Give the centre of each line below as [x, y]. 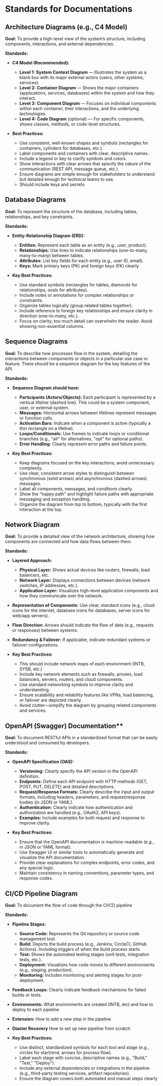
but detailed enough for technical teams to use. [67, 179]
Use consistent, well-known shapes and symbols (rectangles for [84, 143]
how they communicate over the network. [61, 596]
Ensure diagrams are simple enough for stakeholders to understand [87, 174]
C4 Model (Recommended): [41, 63]
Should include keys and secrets [52, 184]
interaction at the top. [41, 509]
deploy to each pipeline [36, 1010]
